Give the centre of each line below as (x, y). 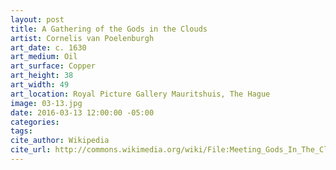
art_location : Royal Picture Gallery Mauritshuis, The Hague (140, 94)
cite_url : (31, 150)
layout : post (37, 19)
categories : (35, 122)
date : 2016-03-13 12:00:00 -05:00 (82, 112)
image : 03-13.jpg (46, 103)
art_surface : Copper (53, 66)
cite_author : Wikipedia (60, 141)
